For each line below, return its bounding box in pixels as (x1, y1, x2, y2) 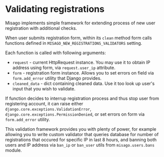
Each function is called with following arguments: (5, 50, 106, 56)
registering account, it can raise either (5, 100, 84, 106)
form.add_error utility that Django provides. (12, 75, 102, 81)
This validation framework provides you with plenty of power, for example (5, 126, 157, 132)
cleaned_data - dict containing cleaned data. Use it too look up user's (12, 80, 155, 86)
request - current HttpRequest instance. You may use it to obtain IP (12, 59, 151, 65)
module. (5, 147, 22, 153)
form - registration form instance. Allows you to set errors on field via (12, 70, 154, 76)
